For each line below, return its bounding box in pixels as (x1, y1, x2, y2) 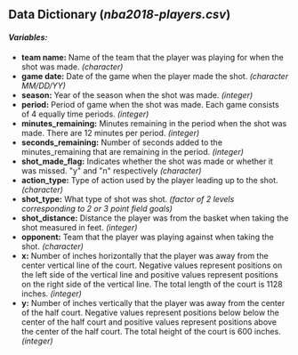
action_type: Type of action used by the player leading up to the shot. (20, 174, 278, 185)
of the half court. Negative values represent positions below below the (20, 307, 279, 318)
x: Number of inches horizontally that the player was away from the (20, 250, 269, 261)
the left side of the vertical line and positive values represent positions (20, 269, 279, 279)
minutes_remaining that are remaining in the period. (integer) (20, 146, 244, 157)
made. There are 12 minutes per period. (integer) (20, 127, 200, 138)
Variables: (8, 31, 48, 43)
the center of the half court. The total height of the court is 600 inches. (20, 326, 281, 336)
